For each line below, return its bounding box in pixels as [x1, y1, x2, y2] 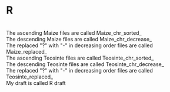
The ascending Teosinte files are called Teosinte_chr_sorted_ [6, 54, 154, 61]
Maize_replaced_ [6, 48, 47, 55]
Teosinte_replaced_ [6, 73, 54, 80]
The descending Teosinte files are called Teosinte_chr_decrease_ [6, 60, 165, 68]
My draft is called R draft [6, 79, 66, 86]
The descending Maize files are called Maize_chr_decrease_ [6, 35, 152, 42]
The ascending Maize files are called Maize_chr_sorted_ [6, 29, 142, 36]
